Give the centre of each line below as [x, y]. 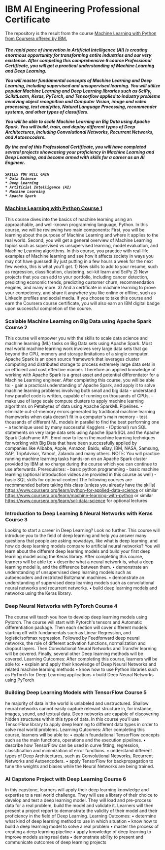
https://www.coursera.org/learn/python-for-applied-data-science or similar [82, 490]
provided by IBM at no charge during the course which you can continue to [81, 464]
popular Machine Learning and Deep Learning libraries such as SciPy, [78, 91]
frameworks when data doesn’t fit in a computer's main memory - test [76, 417]
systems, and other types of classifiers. [47, 112]
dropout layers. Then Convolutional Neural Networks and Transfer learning [81, 648]
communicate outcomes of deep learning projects [56, 842]
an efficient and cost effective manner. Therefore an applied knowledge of [81, 369]
